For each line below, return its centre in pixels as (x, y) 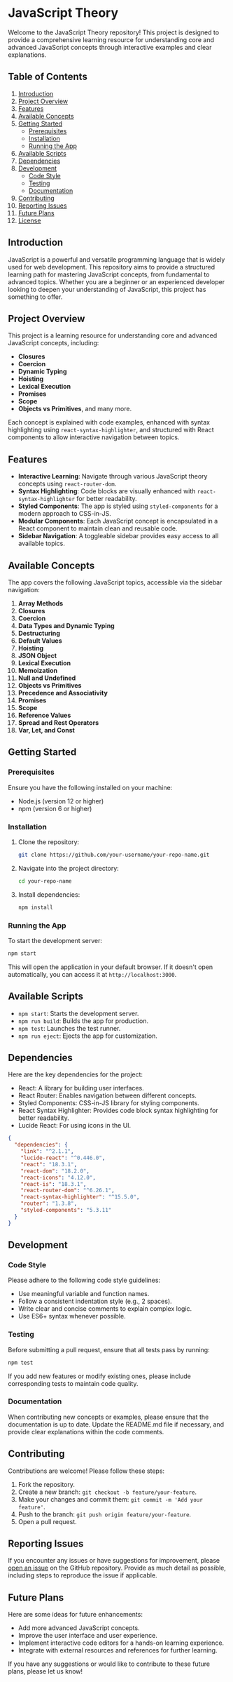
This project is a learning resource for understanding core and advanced (113, 335)
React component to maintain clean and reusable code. (98, 528)
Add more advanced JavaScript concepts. (79, 1628)
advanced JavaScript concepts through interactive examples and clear (110, 47)
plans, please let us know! (45, 1671)
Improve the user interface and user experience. (88, 1636)
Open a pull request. (48, 1521)
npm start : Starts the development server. (78, 1013)
